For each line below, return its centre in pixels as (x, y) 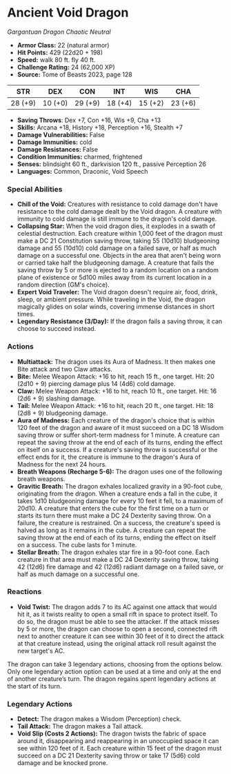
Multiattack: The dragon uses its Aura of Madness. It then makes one (116, 361)
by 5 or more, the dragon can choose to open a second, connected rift (117, 629)
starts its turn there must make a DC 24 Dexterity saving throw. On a (114, 516)
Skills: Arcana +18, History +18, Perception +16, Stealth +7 (100, 127)
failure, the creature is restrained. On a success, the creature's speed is (119, 522)
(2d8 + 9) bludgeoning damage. (62, 413)
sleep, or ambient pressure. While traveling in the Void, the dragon (111, 299)
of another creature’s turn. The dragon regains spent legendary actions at (112, 679)
